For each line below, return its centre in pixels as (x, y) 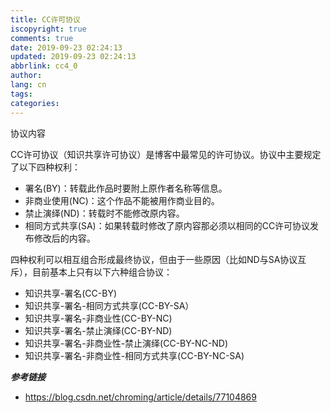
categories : (35, 103)
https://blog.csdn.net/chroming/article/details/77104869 (140, 397)
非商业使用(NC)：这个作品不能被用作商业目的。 (122, 200)
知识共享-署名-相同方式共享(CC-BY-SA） (109, 305)
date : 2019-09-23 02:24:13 (66, 47)
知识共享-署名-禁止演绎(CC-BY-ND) (98, 330)
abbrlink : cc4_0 (44, 66)
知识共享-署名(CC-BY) (71, 293)
